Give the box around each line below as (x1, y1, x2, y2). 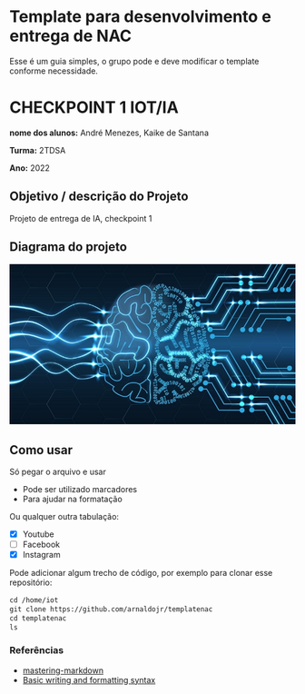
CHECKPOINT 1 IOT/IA (9, 97, 179, 118)
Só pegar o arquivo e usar (9, 466, 107, 478)
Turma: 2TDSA (9, 144, 66, 155)
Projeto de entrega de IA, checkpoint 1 (9, 213, 152, 223)
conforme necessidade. (9, 65, 98, 76)
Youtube (22, 529, 54, 540)
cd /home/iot (9, 596, 59, 605)
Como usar (9, 442, 74, 458)
